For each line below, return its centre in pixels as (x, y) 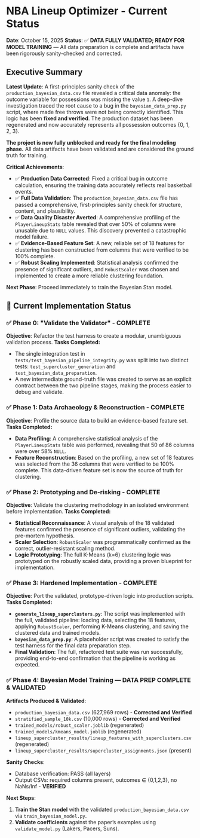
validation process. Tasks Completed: (53, 342)
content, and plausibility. (45, 211)
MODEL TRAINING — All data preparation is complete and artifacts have (95, 47)
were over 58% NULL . (41, 451)
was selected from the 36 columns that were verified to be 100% (94, 464)
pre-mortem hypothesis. (45, 536)
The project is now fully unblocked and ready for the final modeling (91, 142)
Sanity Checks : (25, 762)
